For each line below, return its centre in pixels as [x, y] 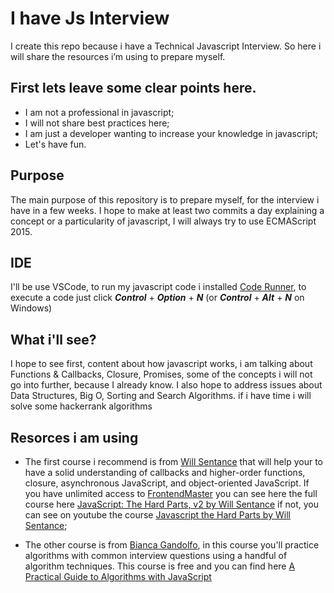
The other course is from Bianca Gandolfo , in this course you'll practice [172, 545]
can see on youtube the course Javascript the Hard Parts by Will [157, 515]
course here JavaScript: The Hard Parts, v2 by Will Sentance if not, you [171, 504]
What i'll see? [53, 339]
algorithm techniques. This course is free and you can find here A [160, 566]
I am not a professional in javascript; [99, 112]
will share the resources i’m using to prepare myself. [118, 56]
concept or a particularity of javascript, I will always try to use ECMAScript [163, 221]
